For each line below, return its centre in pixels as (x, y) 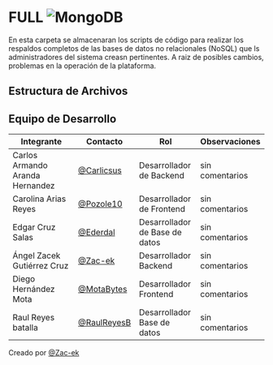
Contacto (105, 142)
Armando (30, 165)
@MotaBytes (102, 290)
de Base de (160, 233)
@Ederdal (96, 233)
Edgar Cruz (34, 227)
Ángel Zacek (37, 255)
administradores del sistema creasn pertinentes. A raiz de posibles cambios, (136, 57)
